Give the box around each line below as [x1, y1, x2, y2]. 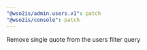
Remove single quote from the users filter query [6, 35, 141, 43]
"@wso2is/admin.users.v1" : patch [6, 10, 101, 17]
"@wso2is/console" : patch [6, 16, 80, 23]
